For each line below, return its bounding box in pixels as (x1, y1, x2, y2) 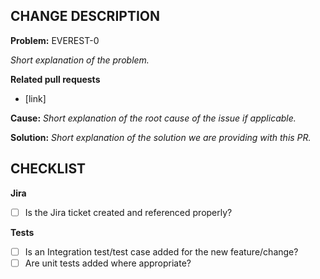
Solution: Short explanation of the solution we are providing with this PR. (10, 131, 312, 143)
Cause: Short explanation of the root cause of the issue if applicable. (10, 112, 297, 124)
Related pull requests (10, 73, 101, 85)
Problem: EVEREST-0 (10, 34, 100, 46)
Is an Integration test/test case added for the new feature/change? (24, 245, 299, 258)
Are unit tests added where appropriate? (24, 257, 192, 269)
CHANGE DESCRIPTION (10, 8, 160, 25)
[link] (24, 92, 47, 104)
